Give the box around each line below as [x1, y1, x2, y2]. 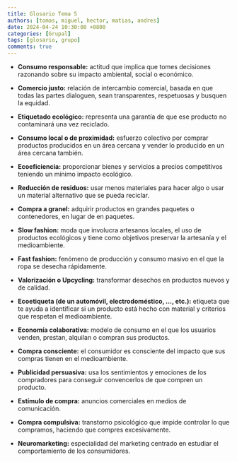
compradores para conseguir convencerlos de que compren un [17, 376, 203, 384]
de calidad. [17, 283, 51, 292]
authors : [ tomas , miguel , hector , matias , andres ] [7, 17, 160, 24]
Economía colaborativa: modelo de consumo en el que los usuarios [17, 326, 216, 334]
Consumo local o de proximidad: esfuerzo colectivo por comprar [17, 134, 209, 142]
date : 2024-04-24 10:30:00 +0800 [7, 23, 106, 30]
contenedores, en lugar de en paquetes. [17, 213, 135, 220]
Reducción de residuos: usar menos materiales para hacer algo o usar [17, 184, 224, 191]
